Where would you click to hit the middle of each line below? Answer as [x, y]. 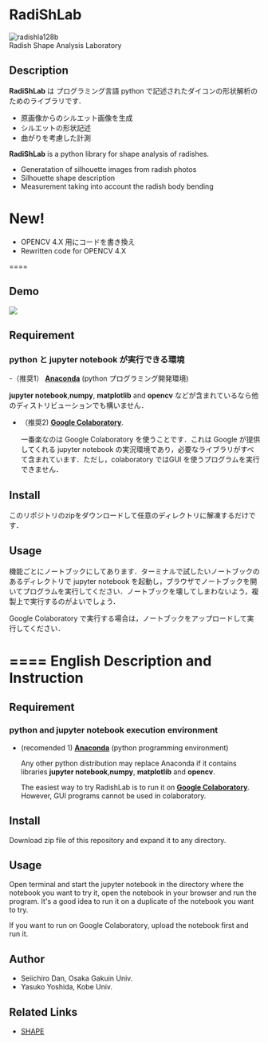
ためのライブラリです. [45, 101]
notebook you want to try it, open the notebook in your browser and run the [133, 893]
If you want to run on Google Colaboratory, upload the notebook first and [129, 925]
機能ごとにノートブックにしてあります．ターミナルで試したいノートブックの [134, 571]
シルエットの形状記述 [55, 128]
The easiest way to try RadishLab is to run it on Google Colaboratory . [135, 787]
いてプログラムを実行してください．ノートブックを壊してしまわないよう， [130, 591]
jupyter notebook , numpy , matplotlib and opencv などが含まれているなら [130, 396]
